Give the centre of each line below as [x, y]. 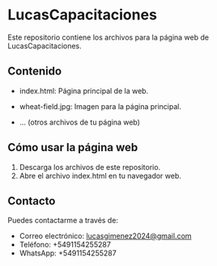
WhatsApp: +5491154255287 [68, 253]
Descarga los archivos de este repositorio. [90, 167]
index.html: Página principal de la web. [84, 91]
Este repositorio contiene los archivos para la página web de [108, 37]
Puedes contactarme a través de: [63, 221]
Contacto [32, 201]
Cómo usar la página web [73, 148]
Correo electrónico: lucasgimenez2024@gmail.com [105, 236]
